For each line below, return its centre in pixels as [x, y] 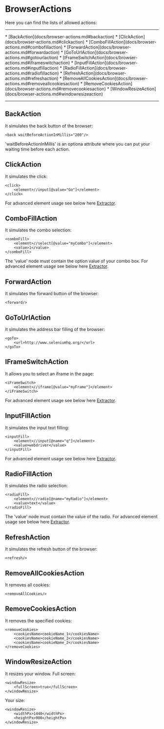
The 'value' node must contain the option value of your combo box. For [76, 261]
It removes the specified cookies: [39, 621]
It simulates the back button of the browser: [49, 126]
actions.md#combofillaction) [34, 47]
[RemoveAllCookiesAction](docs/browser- [105, 78]
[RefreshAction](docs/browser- [95, 73]
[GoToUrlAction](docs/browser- [96, 52]
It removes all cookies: [28, 585]
